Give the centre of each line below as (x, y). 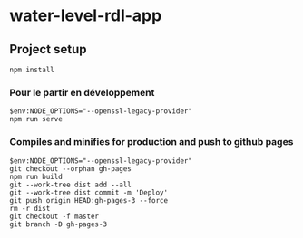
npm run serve (36, 119)
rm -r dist (30, 208)
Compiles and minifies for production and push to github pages (151, 142)
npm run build (36, 176)
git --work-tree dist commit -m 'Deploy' (89, 192)
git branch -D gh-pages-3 (58, 224)
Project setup (49, 49)
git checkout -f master (54, 216)
